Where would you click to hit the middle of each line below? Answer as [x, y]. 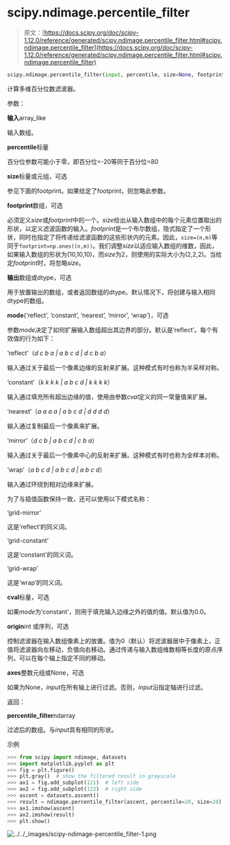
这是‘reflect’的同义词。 [39, 526]
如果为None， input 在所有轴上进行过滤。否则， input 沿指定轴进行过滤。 [107, 687]
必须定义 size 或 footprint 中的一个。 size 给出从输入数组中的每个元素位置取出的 [115, 220]
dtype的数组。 [27, 301]
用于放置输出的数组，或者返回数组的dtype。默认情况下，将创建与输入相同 [111, 292]
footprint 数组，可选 [35, 205]
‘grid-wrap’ [23, 568]
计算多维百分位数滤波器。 [43, 89]
